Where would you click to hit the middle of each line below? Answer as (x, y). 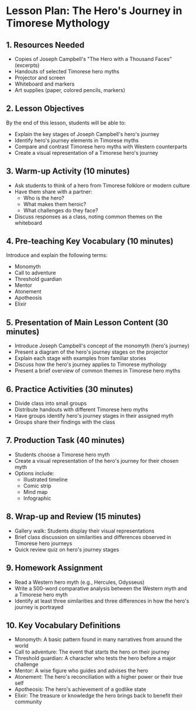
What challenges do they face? (61, 210)
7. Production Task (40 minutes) (65, 440)
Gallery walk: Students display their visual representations (85, 531)
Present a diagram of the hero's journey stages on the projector (91, 352)
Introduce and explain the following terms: (57, 255)
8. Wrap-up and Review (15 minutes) (74, 517)
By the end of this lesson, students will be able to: (66, 123)
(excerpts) (27, 65)
